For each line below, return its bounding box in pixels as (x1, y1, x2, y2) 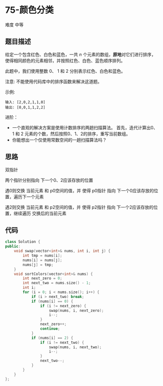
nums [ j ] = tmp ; (23, 262, 54, 267)
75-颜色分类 (5, 4, 54, 16)
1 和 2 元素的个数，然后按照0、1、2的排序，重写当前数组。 (12, 131, 131, 137)
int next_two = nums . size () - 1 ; (23, 281, 91, 286)
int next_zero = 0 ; (23, 276, 63, 281)
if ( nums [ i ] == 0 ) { (31, 298, 73, 304)
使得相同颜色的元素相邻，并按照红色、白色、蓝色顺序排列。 (5, 58, 125, 63)
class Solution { (5, 239, 41, 244)
